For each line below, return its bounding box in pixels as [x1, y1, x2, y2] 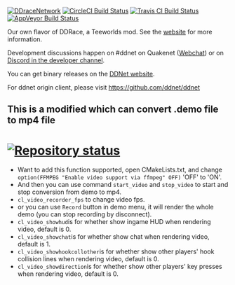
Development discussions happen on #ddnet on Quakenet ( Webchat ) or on [7, 49, 224, 57]
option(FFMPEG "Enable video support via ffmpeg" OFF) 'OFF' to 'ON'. [17, 173, 222, 181]
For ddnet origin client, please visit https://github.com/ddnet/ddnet [7, 83, 201, 91]
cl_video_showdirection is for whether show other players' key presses [17, 263, 222, 271]
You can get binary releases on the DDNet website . [7, 70, 155, 78]
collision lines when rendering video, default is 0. [17, 255, 159, 263]
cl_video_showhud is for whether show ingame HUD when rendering [17, 218, 212, 226]
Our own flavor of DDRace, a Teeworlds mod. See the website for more [7, 28, 213, 36]
